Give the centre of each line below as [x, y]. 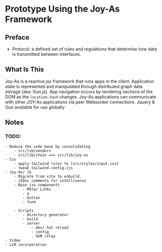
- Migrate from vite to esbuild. [48, 176]
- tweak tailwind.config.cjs [43, 168]
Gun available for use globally [35, 107]
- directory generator [46, 215]
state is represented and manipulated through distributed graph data [74, 86]
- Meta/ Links [37, 189]
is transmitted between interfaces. [47, 54]
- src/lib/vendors [32, 151]
